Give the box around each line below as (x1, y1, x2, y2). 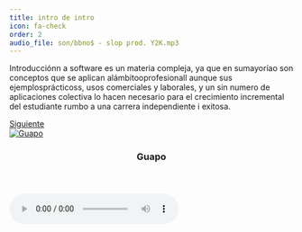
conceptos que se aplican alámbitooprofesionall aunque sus (9, 73, 233, 84)
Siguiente (9, 119, 45, 129)
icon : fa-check (9, 22, 67, 31)
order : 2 (9, 30, 42, 39)
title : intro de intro (9, 13, 95, 22)
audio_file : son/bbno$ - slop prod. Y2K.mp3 (9, 38, 179, 48)
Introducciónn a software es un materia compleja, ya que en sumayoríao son (9, 63, 294, 74)
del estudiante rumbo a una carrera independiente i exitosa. (9, 101, 232, 112)
